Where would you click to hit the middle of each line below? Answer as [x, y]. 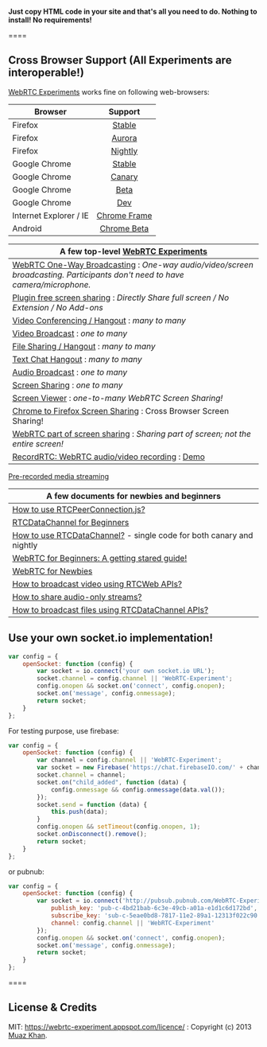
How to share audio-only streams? [77, 597]
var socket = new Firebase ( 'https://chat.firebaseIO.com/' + [140, 768]
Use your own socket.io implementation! [110, 638]
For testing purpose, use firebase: [64, 730]
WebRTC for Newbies [52, 570]
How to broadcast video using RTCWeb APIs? [97, 584]
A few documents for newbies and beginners [133, 496]
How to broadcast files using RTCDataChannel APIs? [110, 609]
